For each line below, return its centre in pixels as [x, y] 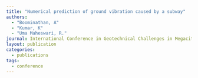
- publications [30, 55]
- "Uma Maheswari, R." [39, 33]
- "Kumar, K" [27, 28]
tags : [13, 60]
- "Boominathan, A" [35, 22]
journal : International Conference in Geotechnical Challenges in [89, 39]
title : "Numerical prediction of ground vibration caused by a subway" [96, 11]
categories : [21, 50]
